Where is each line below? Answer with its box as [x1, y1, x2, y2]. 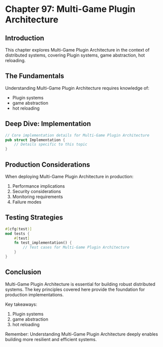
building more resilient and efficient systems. [5, 336, 97, 342]
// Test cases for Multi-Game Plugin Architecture [23, 245, 130, 250]
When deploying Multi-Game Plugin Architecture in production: [5, 173, 134, 179]
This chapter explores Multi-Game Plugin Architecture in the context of [5, 47, 150, 53]
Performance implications [12, 183, 65, 189]
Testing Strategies [5, 213, 63, 222]
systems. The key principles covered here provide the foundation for [5, 286, 145, 292]
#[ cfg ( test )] [5, 226, 32, 231]
